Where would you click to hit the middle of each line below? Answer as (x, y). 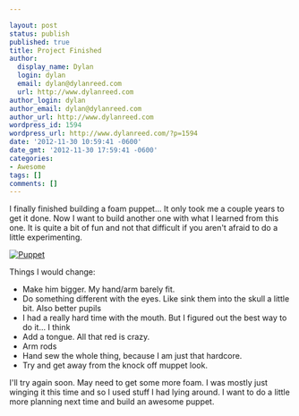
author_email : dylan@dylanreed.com (76, 108)
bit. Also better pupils (61, 309)
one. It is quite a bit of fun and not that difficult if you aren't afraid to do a (144, 228)
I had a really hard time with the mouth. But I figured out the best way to (154, 318)
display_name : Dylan (56, 67)
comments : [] (34, 183)
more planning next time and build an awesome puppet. (112, 402)
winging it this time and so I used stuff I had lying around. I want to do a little (150, 392)
